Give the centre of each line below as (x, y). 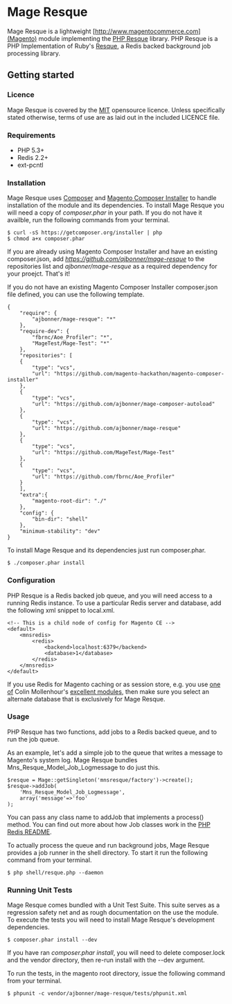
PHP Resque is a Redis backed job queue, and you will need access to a (110, 595)
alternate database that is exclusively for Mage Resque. (86, 699)
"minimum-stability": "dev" (60, 531)
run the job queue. (34, 739)
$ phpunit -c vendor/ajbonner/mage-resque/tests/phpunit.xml (97, 994)
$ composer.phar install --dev (52, 940)
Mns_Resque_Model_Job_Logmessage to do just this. (84, 767)
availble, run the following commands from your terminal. (89, 220)
